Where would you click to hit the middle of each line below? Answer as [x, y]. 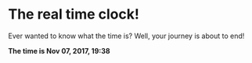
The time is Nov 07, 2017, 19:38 [59, 51]
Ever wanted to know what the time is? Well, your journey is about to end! [126, 36]
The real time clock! [74, 14]
